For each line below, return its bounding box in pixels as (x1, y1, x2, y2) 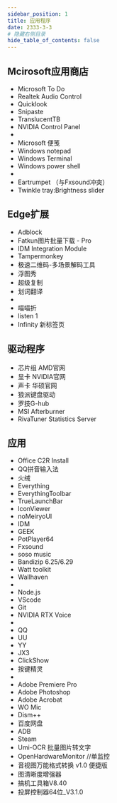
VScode (17, 595, 41, 604)
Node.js (17, 588, 41, 597)
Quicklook (17, 99, 48, 108)
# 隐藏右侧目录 (7, 30, 46, 38)
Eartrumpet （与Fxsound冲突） (17, 178, 109, 186)
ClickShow (17, 656, 50, 665)
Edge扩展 (7, 208, 50, 221)
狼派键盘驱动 (17, 390, 55, 398)
